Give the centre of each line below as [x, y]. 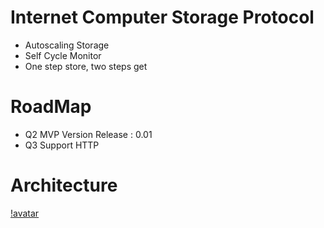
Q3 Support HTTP [62, 145]
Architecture [64, 185]
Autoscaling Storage [67, 45]
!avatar [25, 213]
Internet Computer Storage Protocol [162, 17]
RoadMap [51, 107]
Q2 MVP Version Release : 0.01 [88, 134]
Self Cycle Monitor [63, 55]
